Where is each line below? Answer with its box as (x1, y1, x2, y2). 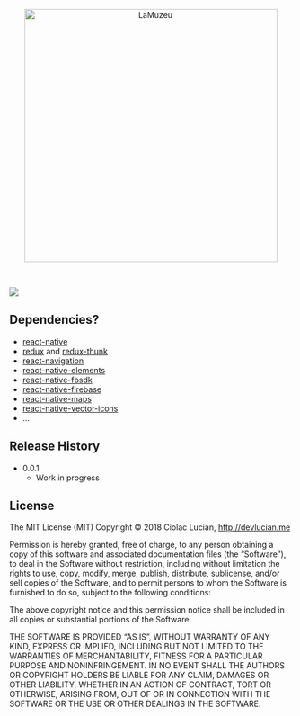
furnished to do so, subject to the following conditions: (9, 587, 211, 598)
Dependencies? (9, 312, 100, 327)
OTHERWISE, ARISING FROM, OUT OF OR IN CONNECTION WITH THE (9, 689, 271, 700)
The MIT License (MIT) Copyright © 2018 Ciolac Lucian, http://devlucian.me (9, 522, 291, 533)
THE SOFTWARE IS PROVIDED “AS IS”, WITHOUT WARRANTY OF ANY (9, 631, 270, 642)
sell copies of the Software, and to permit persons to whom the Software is (9, 577, 287, 588)
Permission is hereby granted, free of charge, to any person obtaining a (9, 540, 274, 550)
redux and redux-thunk (22, 345, 109, 356)
